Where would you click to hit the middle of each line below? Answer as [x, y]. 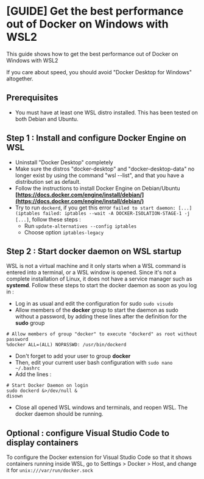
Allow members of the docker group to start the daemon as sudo [97, 310]
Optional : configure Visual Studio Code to [88, 433]
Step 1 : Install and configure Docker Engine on [97, 138]
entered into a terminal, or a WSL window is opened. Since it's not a [91, 273]
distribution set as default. [48, 181]
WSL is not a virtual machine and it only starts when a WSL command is [96, 266]
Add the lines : [33, 374]
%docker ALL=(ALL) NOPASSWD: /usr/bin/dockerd [66, 345]
